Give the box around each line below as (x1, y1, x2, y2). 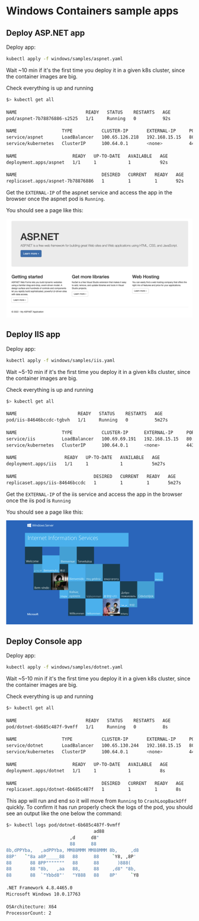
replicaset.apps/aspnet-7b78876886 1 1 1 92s (6, 178, 184, 184)
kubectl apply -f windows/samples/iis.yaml (6, 357, 115, 363)
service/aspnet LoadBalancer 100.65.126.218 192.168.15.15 (6, 134, 182, 140)
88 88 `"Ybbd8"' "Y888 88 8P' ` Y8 (6, 872, 139, 878)
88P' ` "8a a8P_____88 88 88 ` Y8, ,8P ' (6, 853, 136, 860)
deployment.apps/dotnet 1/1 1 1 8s (6, 768, 166, 774)
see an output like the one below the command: (6, 810, 123, 817)
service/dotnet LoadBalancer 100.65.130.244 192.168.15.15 (6, 743, 182, 749)
